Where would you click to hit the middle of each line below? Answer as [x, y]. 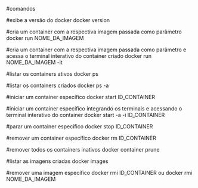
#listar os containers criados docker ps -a [58, 85]
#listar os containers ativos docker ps [52, 74]
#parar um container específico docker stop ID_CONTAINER [80, 127]
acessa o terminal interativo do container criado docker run [79, 56]
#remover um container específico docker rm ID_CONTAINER [81, 138]
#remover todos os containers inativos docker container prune [83, 150]
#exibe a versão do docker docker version [58, 20]
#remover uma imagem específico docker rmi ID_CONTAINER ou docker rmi [99, 173]
